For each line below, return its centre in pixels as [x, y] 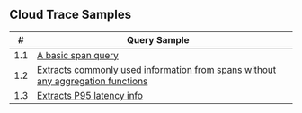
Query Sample [158, 39]
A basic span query [78, 55]
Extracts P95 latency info [90, 95]
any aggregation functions [93, 81]
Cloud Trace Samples [71, 15]
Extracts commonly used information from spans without [157, 69]
